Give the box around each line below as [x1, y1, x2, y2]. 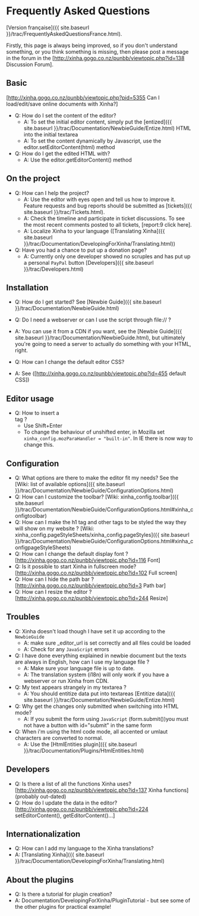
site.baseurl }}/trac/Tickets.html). [23, 208, 105, 215]
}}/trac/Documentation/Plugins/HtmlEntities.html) [23, 747, 144, 754]
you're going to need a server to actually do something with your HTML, [14, 341, 191, 348]
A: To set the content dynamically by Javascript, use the [23, 137, 162, 144]
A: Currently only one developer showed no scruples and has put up [23, 252, 191, 260]
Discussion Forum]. [6, 61, 53, 68]
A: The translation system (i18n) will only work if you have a [23, 671, 169, 678]
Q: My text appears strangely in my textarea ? [14, 683, 127, 691]
